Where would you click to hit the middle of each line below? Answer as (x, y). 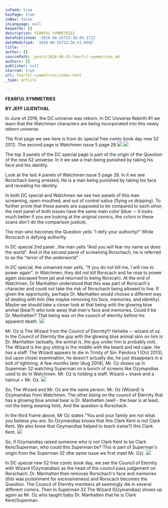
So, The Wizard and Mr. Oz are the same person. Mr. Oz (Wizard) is (75, 389)
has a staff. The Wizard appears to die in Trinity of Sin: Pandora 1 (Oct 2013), (84, 352)
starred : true (20, 71)
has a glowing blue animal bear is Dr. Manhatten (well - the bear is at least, (82, 400)
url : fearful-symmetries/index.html (43, 75)
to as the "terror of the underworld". (42, 258)
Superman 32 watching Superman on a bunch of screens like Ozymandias (82, 368)
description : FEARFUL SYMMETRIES (40, 33)
